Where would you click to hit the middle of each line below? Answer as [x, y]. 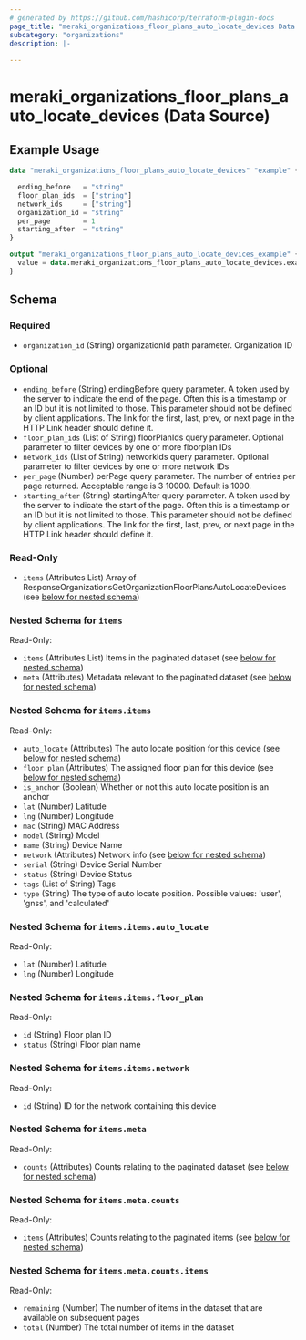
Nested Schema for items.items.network [99, 1069]
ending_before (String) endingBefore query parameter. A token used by [156, 389]
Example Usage [55, 150]
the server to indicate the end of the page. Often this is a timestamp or [154, 398]
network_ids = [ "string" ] [75, 204]
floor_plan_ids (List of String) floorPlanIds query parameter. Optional [153, 437]
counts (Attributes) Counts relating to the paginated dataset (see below [156, 1166]
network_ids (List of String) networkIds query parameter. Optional [145, 456]
